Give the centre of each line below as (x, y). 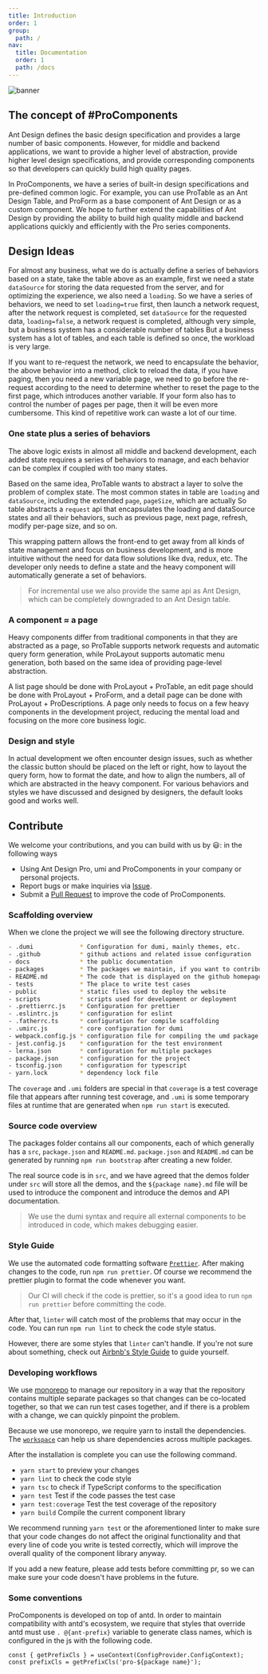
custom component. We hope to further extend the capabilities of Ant (122, 209)
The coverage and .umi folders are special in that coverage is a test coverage (133, 1089)
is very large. (30, 347)
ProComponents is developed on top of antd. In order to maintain (115, 1615)
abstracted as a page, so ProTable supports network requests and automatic (134, 645)
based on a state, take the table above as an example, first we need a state (131, 279)
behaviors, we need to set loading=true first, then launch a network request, (134, 305)
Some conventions (45, 1597)
